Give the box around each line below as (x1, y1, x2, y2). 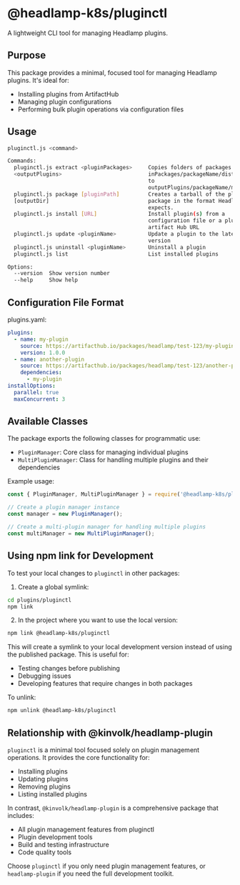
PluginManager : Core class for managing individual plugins (17, 448, 189, 456)
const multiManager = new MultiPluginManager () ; (7, 530, 155, 537)
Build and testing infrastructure (17, 840, 109, 849)
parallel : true (14, 389, 59, 396)
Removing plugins (17, 782, 71, 791)
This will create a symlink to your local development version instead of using (7, 643, 232, 651)
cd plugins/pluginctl (7, 596, 72, 604)
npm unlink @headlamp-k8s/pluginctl (7, 707, 116, 714)
